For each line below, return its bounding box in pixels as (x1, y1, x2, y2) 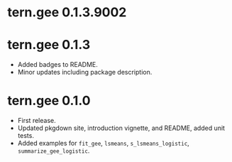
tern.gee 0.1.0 (7, 93, 91, 109)
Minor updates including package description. (17, 68, 153, 77)
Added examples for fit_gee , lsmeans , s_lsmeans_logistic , (17, 139, 189, 148)
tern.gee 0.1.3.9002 (7, 4, 127, 21)
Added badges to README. (17, 60, 98, 69)
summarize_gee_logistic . (17, 146, 90, 155)
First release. (17, 117, 56, 125)
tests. (17, 131, 34, 140)
